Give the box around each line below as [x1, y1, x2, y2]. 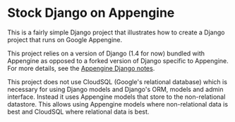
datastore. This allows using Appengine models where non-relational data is [7, 100, 228, 108]
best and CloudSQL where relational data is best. [7, 107, 150, 116]
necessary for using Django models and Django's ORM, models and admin [7, 85, 224, 93]
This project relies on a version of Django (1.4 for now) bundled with [7, 49, 205, 57]
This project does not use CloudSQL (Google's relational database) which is [7, 77, 228, 86]
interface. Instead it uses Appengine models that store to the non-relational [7, 93, 226, 101]
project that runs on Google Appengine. [7, 35, 123, 43]
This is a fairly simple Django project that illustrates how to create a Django [7, 28, 225, 36]
